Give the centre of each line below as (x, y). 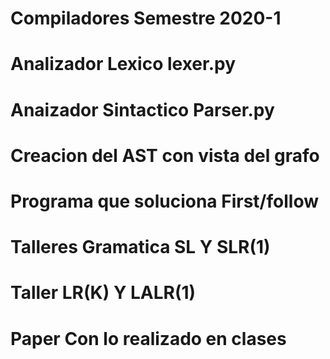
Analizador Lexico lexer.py (123, 64)
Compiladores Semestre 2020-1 (146, 18)
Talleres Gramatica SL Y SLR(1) (140, 247)
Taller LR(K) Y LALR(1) (103, 293)
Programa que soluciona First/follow (164, 201)
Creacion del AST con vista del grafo (165, 155)
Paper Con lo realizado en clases (148, 338)
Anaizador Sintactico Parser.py (142, 109)
